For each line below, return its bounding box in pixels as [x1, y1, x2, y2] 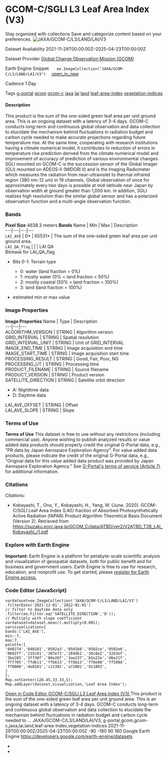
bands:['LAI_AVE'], [5, 629, 46, 634]
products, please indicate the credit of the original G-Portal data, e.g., [5, 452, 149, 458]
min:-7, [5, 633, 22, 638]
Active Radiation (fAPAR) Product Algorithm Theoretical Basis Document [12, 513, 162, 519]
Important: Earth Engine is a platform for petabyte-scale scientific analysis [5, 553, 160, 559]
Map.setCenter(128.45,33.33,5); [5, 677, 73, 682]
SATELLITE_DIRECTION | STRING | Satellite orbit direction [5, 377, 125, 383]
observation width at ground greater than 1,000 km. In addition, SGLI [5, 187, 147, 194]
